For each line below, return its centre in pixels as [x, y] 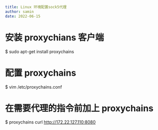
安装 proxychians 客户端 [54, 37]
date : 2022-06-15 [23, 16]
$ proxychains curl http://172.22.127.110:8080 [50, 122]
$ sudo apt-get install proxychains [40, 51]
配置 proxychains [41, 73]
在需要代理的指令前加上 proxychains [79, 108]
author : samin [20, 12]
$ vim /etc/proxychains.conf [34, 87]
